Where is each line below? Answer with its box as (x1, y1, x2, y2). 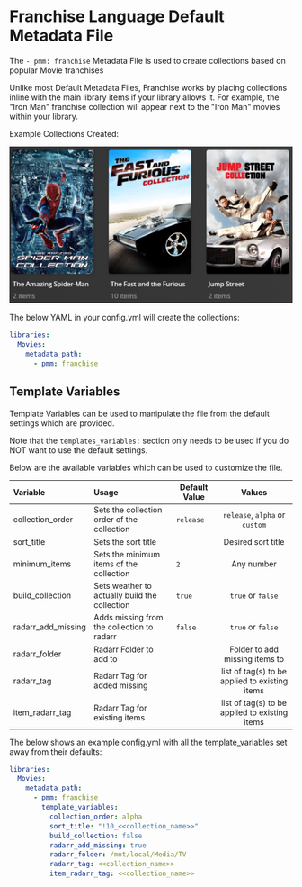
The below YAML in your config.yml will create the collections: (9, 312, 240, 323)
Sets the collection (93, 504, 163, 515)
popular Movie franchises (9, 65, 104, 76)
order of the (93, 514, 138, 525)
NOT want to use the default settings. (9, 444, 148, 456)
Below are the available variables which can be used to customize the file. (9, 462, 283, 473)
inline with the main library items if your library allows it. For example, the (9, 92, 280, 103)
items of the (93, 558, 138, 569)
